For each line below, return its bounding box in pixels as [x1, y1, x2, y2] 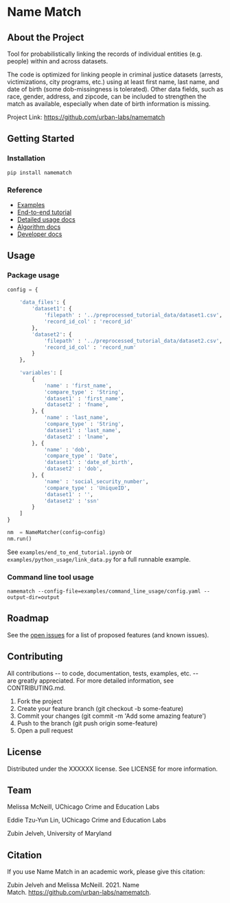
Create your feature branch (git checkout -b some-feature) [16, 704, 184, 712]
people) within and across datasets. [7, 57, 108, 65]
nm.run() [7, 535, 32, 542]
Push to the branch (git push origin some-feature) [16, 719, 158, 727]
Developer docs [16, 230, 62, 238]
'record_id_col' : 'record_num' [43, 343, 137, 351]
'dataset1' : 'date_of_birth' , [43, 459, 134, 466]
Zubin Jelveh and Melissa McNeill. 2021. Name [7, 881, 139, 889]
